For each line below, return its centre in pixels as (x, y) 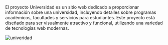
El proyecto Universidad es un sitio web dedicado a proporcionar (72, 7)
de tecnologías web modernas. (37, 28)
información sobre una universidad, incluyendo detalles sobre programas (81, 12)
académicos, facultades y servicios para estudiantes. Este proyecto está (80, 18)
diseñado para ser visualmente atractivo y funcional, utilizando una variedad (84, 23)
